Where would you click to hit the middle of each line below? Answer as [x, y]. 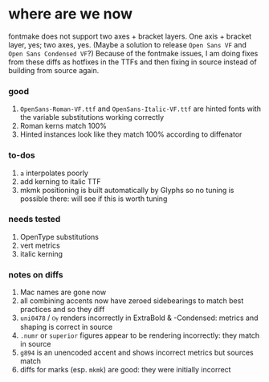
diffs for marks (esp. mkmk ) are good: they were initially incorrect [125, 370]
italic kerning [41, 253]
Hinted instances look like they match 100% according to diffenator [131, 134]
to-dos [22, 155]
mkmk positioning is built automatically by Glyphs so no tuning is [127, 190]
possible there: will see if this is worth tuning [94, 199]
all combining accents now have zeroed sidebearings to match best [132, 301]
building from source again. [54, 70]
